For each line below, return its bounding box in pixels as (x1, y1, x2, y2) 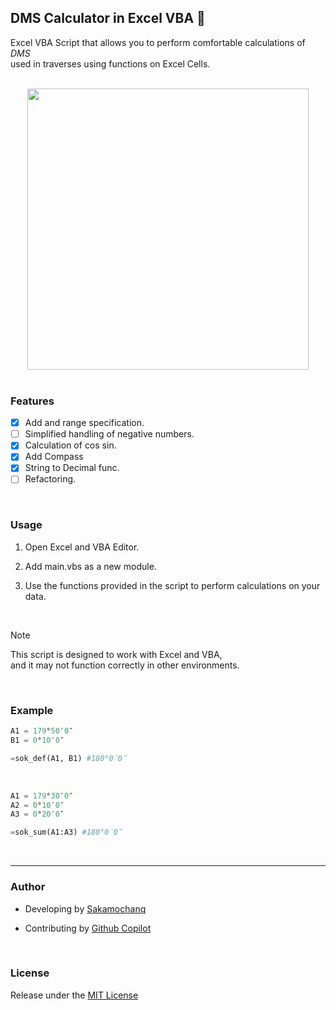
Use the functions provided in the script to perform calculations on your (24, 579, 321, 591)
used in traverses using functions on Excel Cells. (10, 57, 211, 70)
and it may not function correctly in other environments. (10, 659, 240, 671)
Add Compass (24, 451, 84, 463)
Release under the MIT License (10, 989, 139, 1001)
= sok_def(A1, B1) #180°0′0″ (10, 753, 128, 763)
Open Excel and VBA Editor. (24, 541, 140, 553)
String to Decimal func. (24, 462, 120, 474)
